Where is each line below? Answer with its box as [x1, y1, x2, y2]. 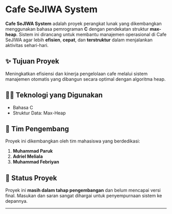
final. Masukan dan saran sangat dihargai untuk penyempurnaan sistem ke [5, 193, 162, 199]
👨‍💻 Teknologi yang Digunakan [5, 91, 103, 100]
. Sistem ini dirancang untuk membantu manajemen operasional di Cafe [16, 31, 167, 37]
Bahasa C [12, 104, 33, 110]
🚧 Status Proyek [5, 174, 57, 182]
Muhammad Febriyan [12, 159, 59, 165]
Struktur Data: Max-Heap [12, 110, 66, 116]
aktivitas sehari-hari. [5, 42, 49, 48]
